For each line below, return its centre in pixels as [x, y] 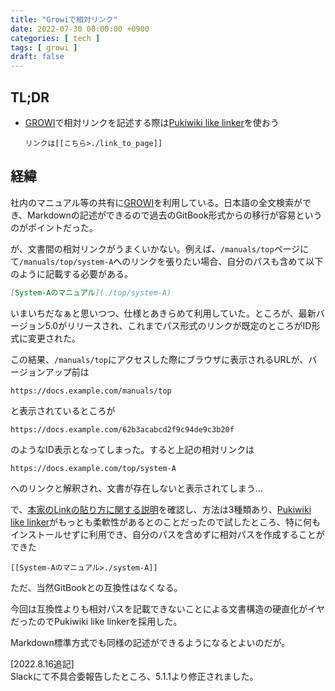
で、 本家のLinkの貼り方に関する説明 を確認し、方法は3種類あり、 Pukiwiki [161, 509]
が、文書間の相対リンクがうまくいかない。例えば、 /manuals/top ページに [160, 248]
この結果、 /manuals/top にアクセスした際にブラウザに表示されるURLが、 [159, 359]
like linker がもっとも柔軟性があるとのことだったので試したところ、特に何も [165, 522]
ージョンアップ [41, 372]
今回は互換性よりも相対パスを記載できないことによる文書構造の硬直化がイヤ [167, 608]
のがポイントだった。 [54, 227]
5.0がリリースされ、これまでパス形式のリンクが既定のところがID [178, 325]
